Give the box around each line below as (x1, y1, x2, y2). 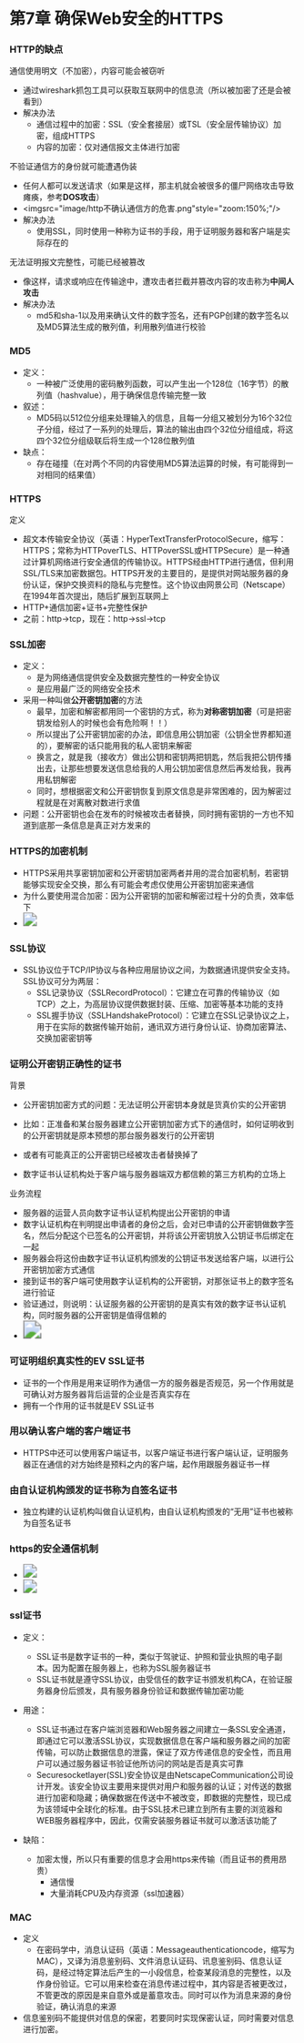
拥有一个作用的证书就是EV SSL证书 (22, 1399, 155, 1411)
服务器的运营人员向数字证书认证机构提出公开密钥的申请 (22, 1207, 230, 1218)
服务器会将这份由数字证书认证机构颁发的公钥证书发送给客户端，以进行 (22, 1253, 287, 1264)
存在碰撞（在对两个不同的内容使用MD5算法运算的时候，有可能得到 (35, 457, 286, 469)
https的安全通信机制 (9, 1542, 98, 1555)
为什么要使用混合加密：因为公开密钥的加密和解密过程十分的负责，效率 (22, 889, 287, 901)
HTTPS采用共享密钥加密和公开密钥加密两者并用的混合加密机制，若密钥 (22, 867, 289, 879)
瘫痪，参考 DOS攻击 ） (22, 192, 105, 203)
